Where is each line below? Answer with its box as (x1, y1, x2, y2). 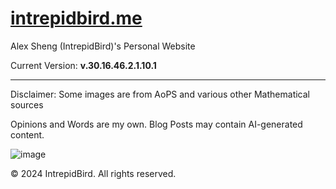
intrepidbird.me (10, 7, 143, 30)
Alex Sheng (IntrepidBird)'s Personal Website (10, 40, 196, 52)
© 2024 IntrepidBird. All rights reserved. (10, 167, 177, 179)
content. (10, 128, 45, 141)
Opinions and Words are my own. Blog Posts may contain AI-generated (10, 118, 303, 130)
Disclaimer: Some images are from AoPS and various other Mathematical (10, 88, 310, 100)
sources (10, 98, 44, 111)
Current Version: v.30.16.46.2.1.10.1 (10, 59, 157, 71)
